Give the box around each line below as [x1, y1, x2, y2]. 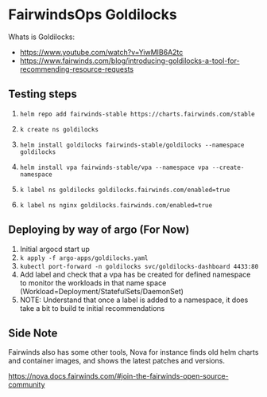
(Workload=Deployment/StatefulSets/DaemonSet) [19, 286, 184, 296]
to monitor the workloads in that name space [19, 277, 167, 288]
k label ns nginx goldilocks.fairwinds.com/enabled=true [19, 201, 213, 209]
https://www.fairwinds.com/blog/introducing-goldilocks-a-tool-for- [19, 56, 240, 65]
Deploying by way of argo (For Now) [8, 223, 190, 237]
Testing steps [8, 88, 78, 101]
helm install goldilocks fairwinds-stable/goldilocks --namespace [19, 141, 245, 149]
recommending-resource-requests [19, 64, 133, 73]
